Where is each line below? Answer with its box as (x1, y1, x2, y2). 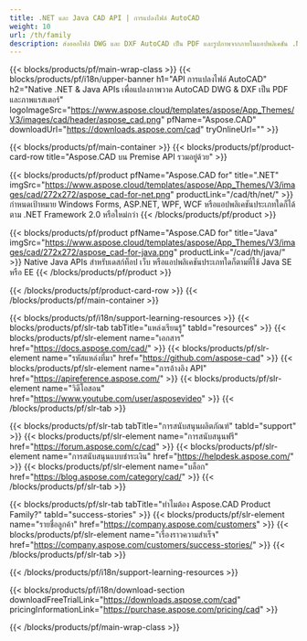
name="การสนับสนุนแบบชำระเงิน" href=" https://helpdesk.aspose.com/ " (41, 451, 294, 462)
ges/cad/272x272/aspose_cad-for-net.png (9, 189, 171, 200)
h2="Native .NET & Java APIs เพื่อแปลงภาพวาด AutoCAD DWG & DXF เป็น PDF (9, 84, 289, 95)
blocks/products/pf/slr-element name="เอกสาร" (9, 333, 185, 344)
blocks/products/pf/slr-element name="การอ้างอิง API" (9, 363, 207, 374)
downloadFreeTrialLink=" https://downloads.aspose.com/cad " (9, 594, 241, 605)
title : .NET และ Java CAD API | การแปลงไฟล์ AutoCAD (9, 13, 200, 23)
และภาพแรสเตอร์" (9, 94, 64, 105)
